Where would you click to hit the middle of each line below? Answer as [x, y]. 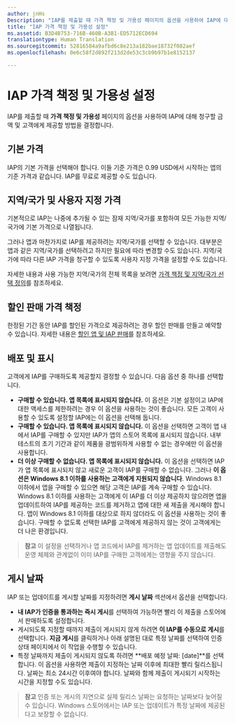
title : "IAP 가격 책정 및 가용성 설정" [58, 27]
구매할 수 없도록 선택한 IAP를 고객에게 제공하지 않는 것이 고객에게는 [130, 522]
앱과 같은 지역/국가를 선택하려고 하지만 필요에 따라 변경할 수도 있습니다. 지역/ [112, 251]
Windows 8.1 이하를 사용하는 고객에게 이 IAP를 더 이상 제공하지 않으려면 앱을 [122, 496]
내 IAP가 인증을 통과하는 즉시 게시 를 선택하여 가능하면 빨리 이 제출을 [109, 612]
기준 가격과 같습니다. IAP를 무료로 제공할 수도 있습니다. [82, 176]
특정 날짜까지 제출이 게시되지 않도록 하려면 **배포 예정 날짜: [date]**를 [114, 655]
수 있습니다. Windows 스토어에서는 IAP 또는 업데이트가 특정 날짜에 [115, 705]
